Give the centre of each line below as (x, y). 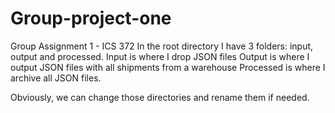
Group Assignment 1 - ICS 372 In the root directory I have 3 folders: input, (162, 46)
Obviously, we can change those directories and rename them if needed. (160, 97)
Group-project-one (91, 18)
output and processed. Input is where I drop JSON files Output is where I (160, 56)
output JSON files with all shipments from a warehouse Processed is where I (168, 67)
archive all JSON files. (56, 78)
